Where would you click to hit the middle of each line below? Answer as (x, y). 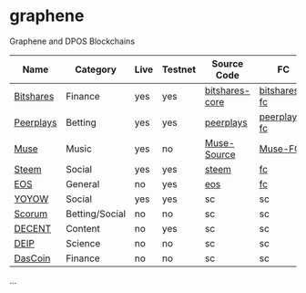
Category (96, 69)
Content (82, 228)
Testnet (179, 69)
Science (83, 243)
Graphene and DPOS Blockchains (72, 41)
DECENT (33, 228)
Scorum (31, 214)
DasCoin (32, 258)
